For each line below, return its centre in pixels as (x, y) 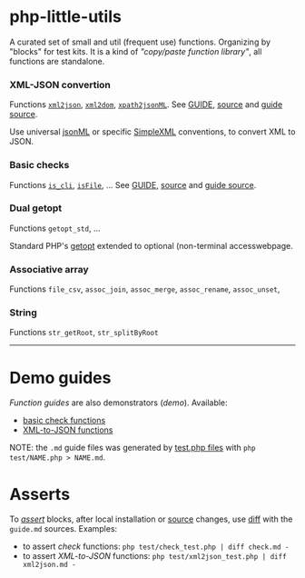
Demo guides (60, 378)
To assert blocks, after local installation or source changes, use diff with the (151, 519)
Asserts (40, 494)
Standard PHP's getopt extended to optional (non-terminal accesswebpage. (151, 245)
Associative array (49, 269)
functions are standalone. (57, 61)
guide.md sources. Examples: (64, 529)
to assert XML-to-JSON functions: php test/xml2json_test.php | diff (155, 556)
